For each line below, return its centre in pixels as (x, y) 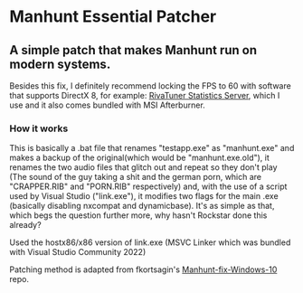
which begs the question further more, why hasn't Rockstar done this (138, 215)
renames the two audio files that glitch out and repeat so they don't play (143, 167)
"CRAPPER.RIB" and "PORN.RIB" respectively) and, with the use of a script (148, 186)
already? (26, 225)
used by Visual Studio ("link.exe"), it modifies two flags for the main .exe (144, 196)
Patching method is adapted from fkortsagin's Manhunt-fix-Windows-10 (143, 269)
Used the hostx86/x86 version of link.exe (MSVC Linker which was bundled (150, 242)
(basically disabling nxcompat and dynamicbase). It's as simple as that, (142, 206)
